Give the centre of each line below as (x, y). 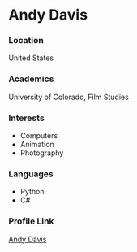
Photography (42, 153)
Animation (37, 145)
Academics (31, 79)
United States (31, 58)
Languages (31, 174)
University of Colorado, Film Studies (69, 97)
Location (26, 41)
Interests (26, 118)
